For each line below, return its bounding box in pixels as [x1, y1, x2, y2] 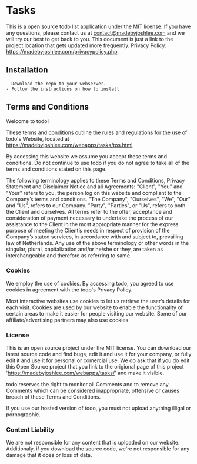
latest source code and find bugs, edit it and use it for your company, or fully [6, 351, 192, 358]
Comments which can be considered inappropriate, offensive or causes [6, 387, 179, 395]
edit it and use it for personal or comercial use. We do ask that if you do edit [6, 357, 190, 364]
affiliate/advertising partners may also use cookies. [6, 316, 131, 323]
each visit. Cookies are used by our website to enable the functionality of [6, 304, 183, 311]
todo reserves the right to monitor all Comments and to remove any [6, 381, 169, 388]
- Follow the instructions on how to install [6, 86, 119, 92]
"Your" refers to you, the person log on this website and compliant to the [6, 189, 182, 196]
